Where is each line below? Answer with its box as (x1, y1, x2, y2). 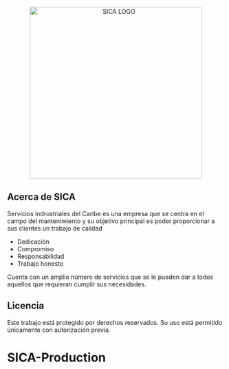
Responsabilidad (17, 252, 65, 260)
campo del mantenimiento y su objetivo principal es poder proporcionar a (7, 217, 215, 225)
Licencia (7, 300, 45, 312)
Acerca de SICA (7, 191, 76, 203)
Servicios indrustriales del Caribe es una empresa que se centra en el (7, 209, 204, 218)
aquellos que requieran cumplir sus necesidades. (7, 280, 146, 288)
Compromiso (17, 244, 54, 253)
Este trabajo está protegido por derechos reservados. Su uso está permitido (7, 318, 223, 326)
